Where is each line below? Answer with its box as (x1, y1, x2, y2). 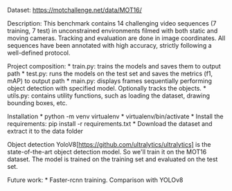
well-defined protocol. (7, 48, 71, 57)
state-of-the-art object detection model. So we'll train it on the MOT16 (7, 148, 207, 156)
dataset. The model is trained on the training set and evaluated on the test (7, 155, 218, 163)
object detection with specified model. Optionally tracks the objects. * (7, 84, 206, 92)
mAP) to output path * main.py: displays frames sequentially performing (7, 77, 213, 85)
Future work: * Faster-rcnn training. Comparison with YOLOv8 (7, 176, 184, 184)
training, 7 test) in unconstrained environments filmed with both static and (7, 27, 218, 35)
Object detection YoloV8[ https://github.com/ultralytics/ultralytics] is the (7, 140, 211, 148)
